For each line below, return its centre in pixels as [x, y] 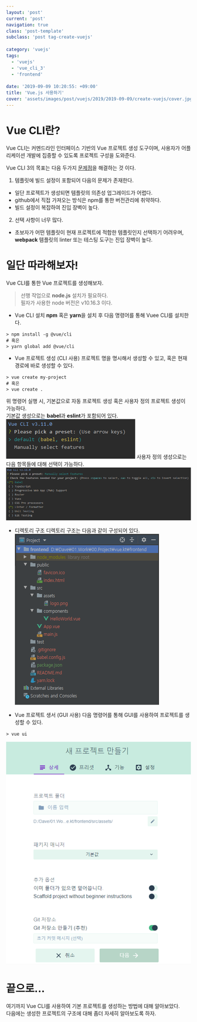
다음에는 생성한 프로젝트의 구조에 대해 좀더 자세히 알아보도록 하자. [81, 1013]
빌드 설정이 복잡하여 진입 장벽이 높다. [57, 207]
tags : [13, 56]
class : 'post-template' [35, 31]
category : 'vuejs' [28, 50]
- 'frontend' [27, 74]
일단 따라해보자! [42, 265]
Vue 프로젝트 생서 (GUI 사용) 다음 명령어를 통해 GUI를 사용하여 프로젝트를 [99, 715]
